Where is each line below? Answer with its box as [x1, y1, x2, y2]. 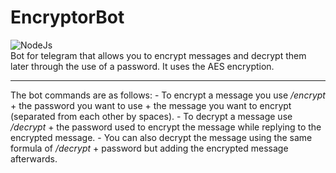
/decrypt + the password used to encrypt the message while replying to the [10, 121, 322, 133]
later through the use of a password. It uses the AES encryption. [10, 60, 275, 72]
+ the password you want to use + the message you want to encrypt [10, 99, 292, 111]
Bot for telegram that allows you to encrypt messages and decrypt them [10, 49, 307, 61]
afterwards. [10, 152, 58, 165]
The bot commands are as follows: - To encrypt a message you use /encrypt [10, 89, 326, 101]
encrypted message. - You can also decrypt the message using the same [10, 131, 313, 143]
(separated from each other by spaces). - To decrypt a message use [10, 110, 293, 122]
